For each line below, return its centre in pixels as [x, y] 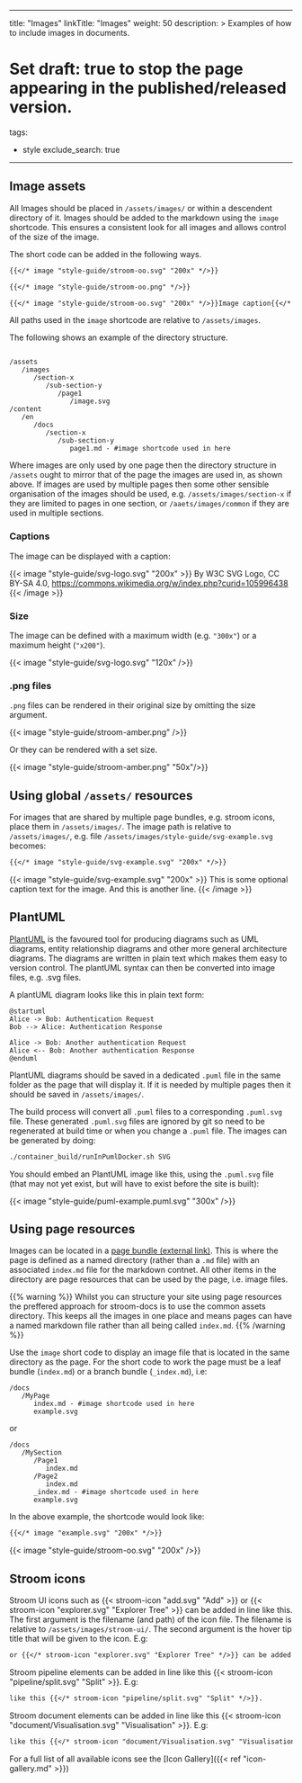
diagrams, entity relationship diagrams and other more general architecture [148, 948]
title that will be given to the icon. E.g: [79, 1639]
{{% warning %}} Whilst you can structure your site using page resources [146, 1297]
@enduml [24, 1058]
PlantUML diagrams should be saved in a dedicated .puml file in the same [145, 1075]
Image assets [48, 187]
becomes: [28, 846]
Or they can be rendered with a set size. [84, 750]
